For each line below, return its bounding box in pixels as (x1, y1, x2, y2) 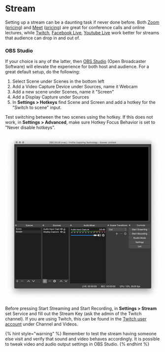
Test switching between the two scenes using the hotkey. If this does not (5, 114, 153, 120)
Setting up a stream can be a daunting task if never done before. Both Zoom (5, 19, 160, 25)
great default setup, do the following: (5, 69, 80, 75)
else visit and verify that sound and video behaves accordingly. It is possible (5, 336, 160, 342)
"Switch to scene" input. (12, 104, 62, 111)
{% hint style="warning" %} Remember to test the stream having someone (5, 330, 157, 336)
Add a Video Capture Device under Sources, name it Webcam (12, 84, 138, 90)
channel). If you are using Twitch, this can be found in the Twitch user (5, 316, 147, 321)
